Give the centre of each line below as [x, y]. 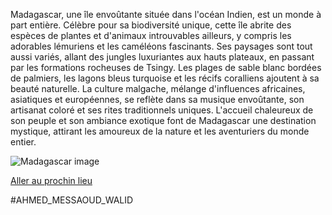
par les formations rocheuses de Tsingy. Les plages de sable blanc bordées [166, 67]
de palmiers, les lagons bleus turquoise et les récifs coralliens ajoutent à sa [165, 78]
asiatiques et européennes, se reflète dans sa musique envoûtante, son [157, 99]
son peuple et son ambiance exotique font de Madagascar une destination [163, 120]
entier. [23, 142]
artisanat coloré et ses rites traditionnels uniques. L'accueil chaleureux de [162, 110]
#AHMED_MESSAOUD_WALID [72, 200]
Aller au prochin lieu [51, 180]
